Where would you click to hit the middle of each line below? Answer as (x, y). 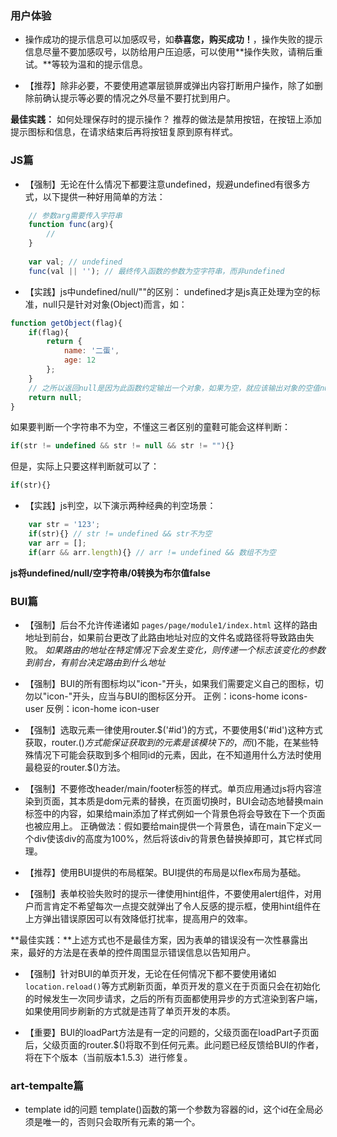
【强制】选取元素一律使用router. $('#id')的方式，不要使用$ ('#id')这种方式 (173, 730)
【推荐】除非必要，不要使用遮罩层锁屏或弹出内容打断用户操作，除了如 (169, 86)
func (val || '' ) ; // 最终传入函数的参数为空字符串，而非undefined (156, 271)
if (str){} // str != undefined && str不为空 (120, 534)
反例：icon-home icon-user (102, 709)
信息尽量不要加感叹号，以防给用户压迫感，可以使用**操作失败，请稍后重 (173, 52)
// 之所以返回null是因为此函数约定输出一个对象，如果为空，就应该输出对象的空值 (174, 388)
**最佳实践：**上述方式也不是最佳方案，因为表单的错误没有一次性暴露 (155, 940)
